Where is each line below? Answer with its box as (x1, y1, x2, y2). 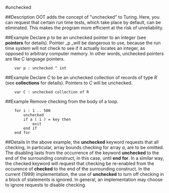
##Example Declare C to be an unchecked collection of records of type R (5, 75, 157, 80)
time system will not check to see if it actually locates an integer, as (5, 45, 145, 51)
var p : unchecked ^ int (14, 66, 67, 71)
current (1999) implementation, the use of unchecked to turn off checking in (5, 171, 164, 177)
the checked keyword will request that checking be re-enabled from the (5, 161, 155, 166)
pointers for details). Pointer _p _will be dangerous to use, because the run (5, 40, 161, 46)
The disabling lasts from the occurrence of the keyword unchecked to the (5, 150, 159, 156)
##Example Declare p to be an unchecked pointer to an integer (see (5, 35, 146, 40)
